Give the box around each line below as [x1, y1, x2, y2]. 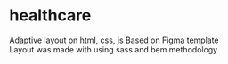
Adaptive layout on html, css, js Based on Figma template [9, 35, 220, 45]
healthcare [9, 5, 92, 26]
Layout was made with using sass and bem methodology [9, 44, 218, 54]
